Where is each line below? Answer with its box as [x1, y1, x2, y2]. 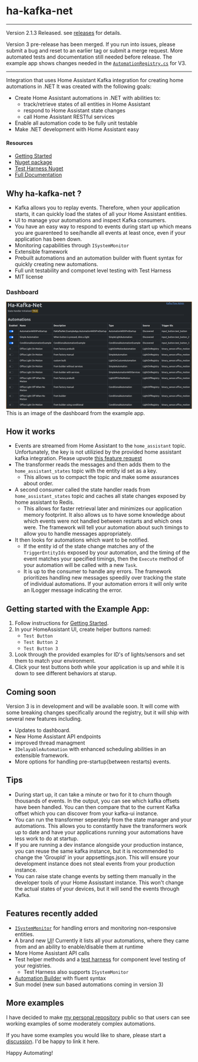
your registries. [14, 962, 52, 969]
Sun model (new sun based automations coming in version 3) [14, 980, 164, 988]
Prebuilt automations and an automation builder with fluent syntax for [14, 254, 183, 261]
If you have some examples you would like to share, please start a [6, 1031, 166, 1038]
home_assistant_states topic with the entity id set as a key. [14, 467, 157, 474]
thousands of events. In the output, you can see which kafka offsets [14, 797, 180, 804]
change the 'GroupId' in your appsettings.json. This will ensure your [14, 853, 180, 861]
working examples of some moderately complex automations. [6, 1020, 156, 1027]
